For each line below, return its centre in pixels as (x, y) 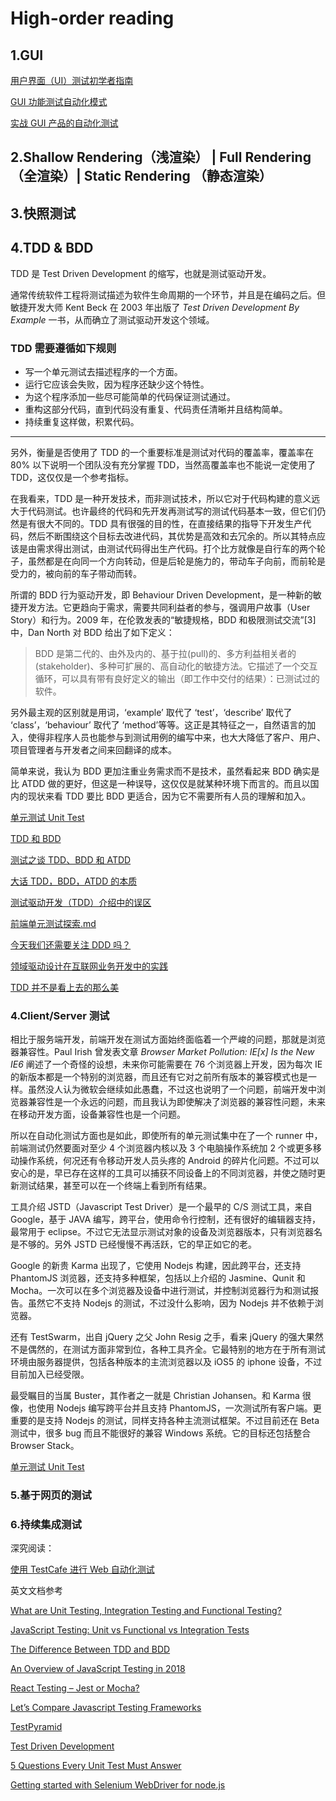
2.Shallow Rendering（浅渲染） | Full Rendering (161, 157)
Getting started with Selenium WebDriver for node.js (118, 1785)
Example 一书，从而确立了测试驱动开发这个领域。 (112, 319)
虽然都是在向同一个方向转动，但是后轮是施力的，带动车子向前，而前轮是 (176, 561)
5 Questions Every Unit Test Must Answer (96, 1766)
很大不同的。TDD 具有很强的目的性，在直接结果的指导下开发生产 (169, 523)
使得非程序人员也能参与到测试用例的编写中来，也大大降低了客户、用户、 (176, 737)
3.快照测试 (43, 213)
